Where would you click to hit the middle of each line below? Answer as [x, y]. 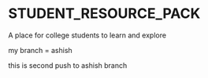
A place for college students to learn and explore [87, 35]
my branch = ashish [40, 50]
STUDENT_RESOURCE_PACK [104, 14]
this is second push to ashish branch [68, 65]
